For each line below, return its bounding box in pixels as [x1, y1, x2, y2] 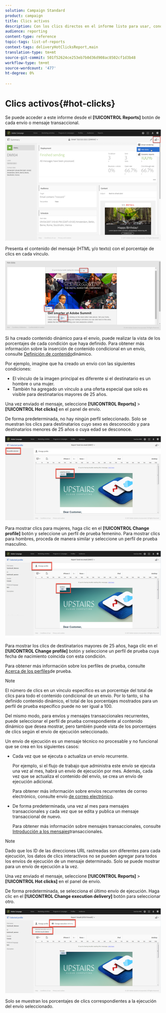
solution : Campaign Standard [5, 8, 65, 13]
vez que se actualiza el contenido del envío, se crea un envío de [12, 773, 143, 779]
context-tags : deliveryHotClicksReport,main [5, 45, 98, 50]
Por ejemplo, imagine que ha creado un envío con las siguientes [5, 361, 135, 367]
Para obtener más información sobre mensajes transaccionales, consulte [12, 823, 161, 829]
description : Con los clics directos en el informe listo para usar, [5, 24, 152, 29]
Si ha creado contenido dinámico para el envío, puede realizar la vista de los [5, 335, 161, 341]
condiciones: [5, 366, 32, 372]
